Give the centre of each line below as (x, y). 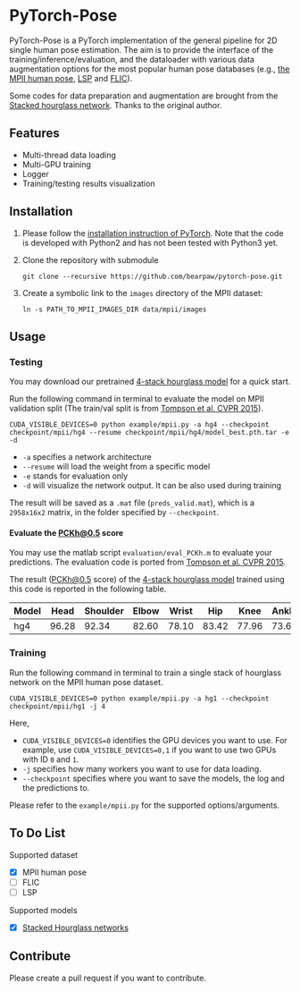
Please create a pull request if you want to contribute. (108, 978)
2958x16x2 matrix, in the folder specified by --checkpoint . (114, 513)
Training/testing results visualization (88, 183)
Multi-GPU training (57, 164)
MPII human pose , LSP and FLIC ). (71, 78)
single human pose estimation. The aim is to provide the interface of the (142, 49)
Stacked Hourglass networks (75, 928)
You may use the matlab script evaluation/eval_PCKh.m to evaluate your (141, 553)
